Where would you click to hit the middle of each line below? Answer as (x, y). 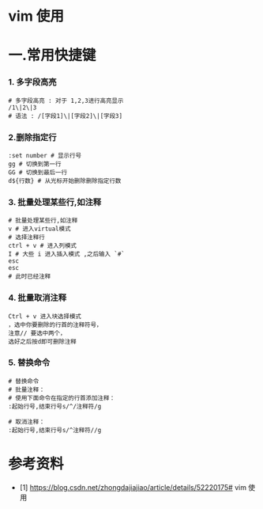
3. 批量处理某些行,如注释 (55, 202)
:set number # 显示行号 (45, 155)
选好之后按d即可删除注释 (42, 341)
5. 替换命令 (29, 363)
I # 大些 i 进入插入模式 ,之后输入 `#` (66, 254)
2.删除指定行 (32, 137)
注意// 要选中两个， (37, 333)
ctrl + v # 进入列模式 (43, 246)
